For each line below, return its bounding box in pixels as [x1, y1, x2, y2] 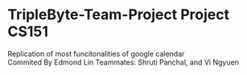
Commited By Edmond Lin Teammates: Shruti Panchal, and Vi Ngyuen [7, 57, 239, 67]
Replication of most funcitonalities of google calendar [7, 49, 185, 58]
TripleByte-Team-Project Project [7, 6, 230, 24]
